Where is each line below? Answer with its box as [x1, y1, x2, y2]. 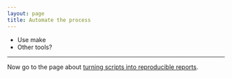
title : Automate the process [7, 17, 91, 23]
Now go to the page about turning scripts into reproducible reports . [7, 63, 199, 71]
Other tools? [17, 43, 52, 51]
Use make [17, 35, 46, 43]
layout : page [7, 10, 45, 17]
